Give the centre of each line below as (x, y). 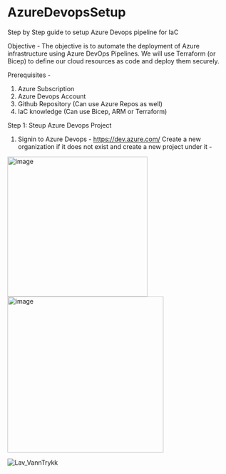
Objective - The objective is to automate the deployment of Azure (103, 46)
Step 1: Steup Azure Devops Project (60, 125)
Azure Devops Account (52, 96)
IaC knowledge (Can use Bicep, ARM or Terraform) (92, 111)
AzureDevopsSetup (67, 12)
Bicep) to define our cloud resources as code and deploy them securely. (113, 61)
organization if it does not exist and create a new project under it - (115, 146)
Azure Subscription (46, 88)
